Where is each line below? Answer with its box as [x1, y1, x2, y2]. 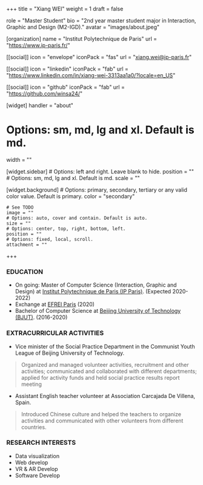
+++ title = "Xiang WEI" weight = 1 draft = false [6, 5, 124, 12]
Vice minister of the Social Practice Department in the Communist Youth [15, 343, 195, 350]
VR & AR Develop [15, 465, 59, 472]
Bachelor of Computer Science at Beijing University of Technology [15, 307, 181, 315]
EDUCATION [6, 267, 44, 276]
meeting [21, 380, 42, 388]
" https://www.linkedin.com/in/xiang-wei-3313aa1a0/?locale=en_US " [6, 72, 176, 79]
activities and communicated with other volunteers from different [21, 417, 184, 424]
